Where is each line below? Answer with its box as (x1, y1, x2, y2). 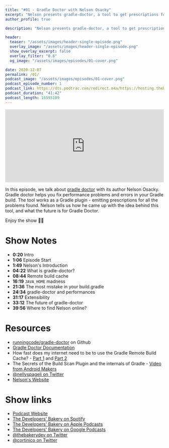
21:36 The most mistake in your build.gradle (12, 283, 104, 289)
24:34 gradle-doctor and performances (12, 289, 96, 295)
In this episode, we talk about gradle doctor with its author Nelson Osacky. (5, 186, 159, 192)
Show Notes (5, 235, 57, 246)
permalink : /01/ (5, 72, 39, 77)
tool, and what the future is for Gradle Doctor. (5, 207, 100, 213)
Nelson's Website (12, 376, 49, 382)
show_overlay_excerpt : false (10, 49, 71, 54)
